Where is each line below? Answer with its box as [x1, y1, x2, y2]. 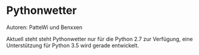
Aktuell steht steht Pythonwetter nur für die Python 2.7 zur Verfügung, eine [6, 35, 194, 42]
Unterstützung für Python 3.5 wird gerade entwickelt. [6, 42, 139, 49]
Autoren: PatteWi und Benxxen [6, 24, 83, 31]
